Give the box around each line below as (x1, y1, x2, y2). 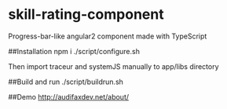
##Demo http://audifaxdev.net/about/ (8, 92, 130, 101)
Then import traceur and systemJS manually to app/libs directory (8, 61, 219, 71)
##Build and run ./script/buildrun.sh (8, 77, 124, 86)
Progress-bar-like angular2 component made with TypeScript (8, 31, 207, 41)
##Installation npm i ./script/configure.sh (8, 46, 140, 56)
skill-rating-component (8, 5, 164, 24)
